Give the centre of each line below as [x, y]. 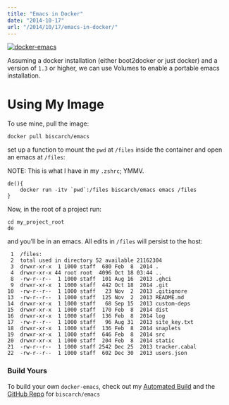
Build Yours [27, 371]
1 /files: [26, 255]
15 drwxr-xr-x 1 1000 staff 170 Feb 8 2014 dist [88, 310]
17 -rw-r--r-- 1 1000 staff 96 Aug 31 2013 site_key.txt [100, 322]
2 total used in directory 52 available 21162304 [86, 261]
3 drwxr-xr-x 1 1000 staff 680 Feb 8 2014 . [85, 267]
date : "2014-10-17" [36, 20]
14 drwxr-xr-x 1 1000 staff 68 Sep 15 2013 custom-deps [99, 304]
